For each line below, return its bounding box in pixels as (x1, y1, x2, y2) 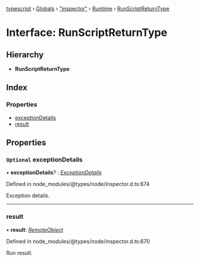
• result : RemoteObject (6, 226, 64, 233)
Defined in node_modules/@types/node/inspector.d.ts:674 (6, 181, 150, 188)
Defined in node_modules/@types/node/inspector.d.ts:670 (6, 238, 150, 245)
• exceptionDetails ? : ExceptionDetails (6, 169, 102, 176)
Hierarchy (6, 49, 44, 60)
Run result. (6, 249, 33, 256)
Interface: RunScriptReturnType (6, 26, 168, 39)
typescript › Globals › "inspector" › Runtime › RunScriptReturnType (6, 5, 170, 12)
